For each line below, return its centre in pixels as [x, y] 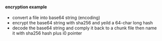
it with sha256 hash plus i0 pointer [47, 33]
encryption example [26, 7]
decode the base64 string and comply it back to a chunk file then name [84, 28]
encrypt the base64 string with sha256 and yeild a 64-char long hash [82, 23]
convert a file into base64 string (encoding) [56, 18]
